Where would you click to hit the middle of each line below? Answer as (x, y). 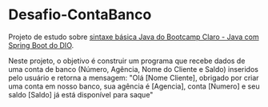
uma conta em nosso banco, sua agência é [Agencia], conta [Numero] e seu (134, 86)
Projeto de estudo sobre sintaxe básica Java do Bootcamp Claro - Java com (134, 37)
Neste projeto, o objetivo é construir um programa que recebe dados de (127, 61)
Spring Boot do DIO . (41, 45)
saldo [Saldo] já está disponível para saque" (81, 94)
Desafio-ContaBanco (80, 15)
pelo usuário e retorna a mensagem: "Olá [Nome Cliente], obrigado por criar (134, 77)
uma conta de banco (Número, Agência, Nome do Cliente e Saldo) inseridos (133, 69)
